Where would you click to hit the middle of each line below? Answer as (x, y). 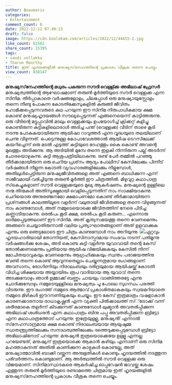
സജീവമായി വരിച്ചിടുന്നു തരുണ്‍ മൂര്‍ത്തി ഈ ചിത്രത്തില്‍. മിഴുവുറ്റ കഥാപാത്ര (81, 179)
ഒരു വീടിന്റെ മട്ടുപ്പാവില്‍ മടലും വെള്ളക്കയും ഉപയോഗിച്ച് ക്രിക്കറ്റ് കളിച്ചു (77, 121)
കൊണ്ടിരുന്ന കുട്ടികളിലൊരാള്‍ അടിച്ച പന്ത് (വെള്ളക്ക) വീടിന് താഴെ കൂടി (80, 127)
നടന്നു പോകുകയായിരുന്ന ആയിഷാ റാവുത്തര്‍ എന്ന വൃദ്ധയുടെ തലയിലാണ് (83, 133)
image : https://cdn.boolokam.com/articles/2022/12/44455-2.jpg (74, 39)
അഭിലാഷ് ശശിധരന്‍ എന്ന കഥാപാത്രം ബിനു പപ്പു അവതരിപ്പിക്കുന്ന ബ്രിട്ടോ (82, 313)
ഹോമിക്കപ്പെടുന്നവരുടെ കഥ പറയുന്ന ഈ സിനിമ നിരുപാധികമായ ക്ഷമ (79, 110)
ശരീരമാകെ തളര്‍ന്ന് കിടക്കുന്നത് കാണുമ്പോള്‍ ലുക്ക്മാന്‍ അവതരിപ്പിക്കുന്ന (80, 307)
